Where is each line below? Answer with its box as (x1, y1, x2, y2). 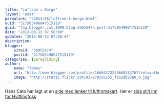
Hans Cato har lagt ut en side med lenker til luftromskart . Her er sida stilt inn (5, 88, 158, 94)
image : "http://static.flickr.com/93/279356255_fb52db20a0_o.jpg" (14, 75, 152, 80)
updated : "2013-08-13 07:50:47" (5, 35, 71, 39)
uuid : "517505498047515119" (5, 20, 62, 26)
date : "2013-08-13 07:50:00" (5, 30, 64, 35)
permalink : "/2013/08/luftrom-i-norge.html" (5, 16, 97, 21)
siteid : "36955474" (14, 48, 54, 52)
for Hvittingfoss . (5, 93, 38, 99)
